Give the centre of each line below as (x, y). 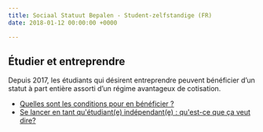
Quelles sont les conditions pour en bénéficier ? (97, 104)
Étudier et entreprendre (67, 61)
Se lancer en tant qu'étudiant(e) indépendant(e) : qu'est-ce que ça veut (135, 112)
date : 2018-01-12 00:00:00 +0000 (63, 23)
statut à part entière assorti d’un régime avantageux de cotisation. (115, 89)
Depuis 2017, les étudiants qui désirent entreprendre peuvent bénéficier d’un (131, 80)
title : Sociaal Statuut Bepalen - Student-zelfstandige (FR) (110, 15)
